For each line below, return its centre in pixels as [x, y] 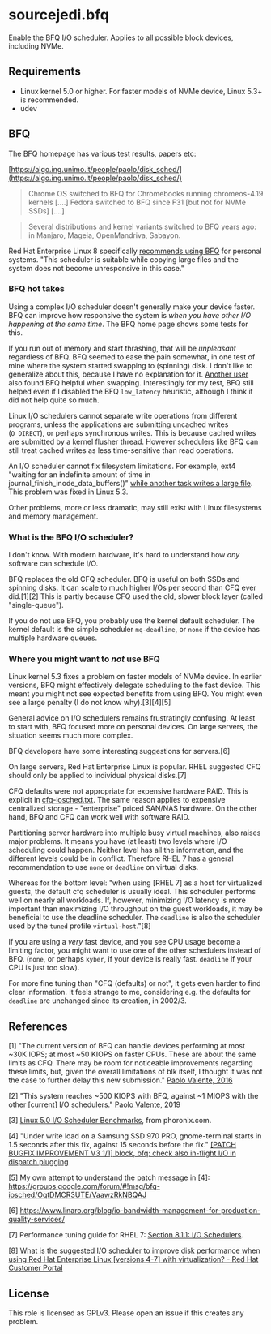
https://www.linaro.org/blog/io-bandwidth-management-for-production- [140, 1211]
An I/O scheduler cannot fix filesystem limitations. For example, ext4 [122, 466]
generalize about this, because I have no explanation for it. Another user [129, 374]
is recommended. [49, 100]
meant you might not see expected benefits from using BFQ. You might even [135, 694]
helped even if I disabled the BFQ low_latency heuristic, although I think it [131, 391]
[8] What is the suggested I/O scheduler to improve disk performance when [134, 1250]
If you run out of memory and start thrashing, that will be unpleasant [122, 348]
